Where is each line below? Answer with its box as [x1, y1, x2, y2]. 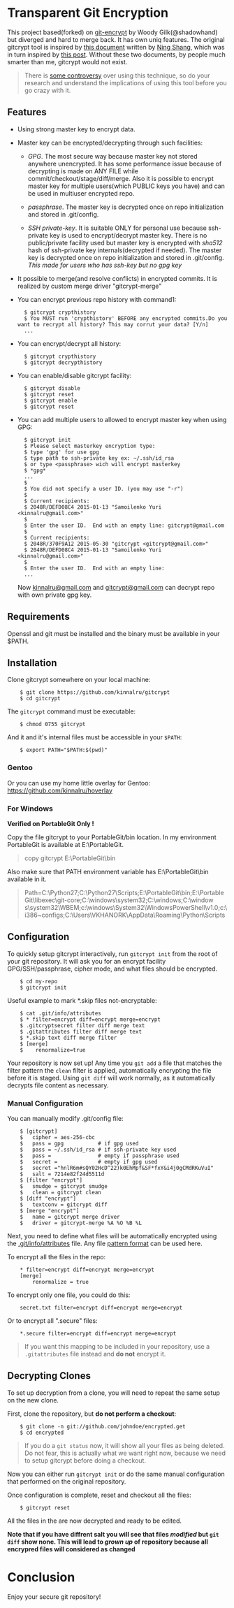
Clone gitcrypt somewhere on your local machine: [7, 676, 151, 684]
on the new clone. [7, 1396, 59, 1404]
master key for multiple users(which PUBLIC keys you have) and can [27, 182, 225, 190]
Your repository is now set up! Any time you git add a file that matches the [7, 1059, 222, 1067]
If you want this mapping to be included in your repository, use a [24, 1342, 210, 1351]
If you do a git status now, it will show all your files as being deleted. [24, 1441, 225, 1449]
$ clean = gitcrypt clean [20, 1189, 101, 1196]
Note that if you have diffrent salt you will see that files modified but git [7, 1530, 219, 1538]
